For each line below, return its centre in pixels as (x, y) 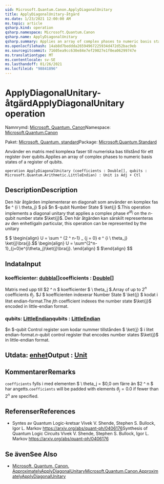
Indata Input (23, 264)
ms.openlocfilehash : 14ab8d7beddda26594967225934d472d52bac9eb (71, 46)
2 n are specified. (22, 395)
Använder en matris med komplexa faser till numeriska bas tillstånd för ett (79, 151)
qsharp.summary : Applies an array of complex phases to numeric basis (78, 42)
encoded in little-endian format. (37, 306)
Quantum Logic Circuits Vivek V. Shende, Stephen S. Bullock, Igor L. (81, 434)
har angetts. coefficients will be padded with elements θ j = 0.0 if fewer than (82, 390)
